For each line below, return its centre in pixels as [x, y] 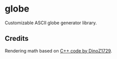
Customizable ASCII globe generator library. [51, 23]
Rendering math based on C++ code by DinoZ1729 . [58, 50]
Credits [17, 39]
